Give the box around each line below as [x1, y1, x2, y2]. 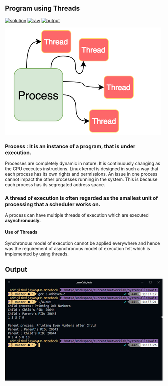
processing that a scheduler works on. [5, 201, 101, 208]
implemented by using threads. [5, 251, 69, 257]
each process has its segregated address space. [5, 182, 105, 188]
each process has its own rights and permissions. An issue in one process [5, 171, 158, 177]
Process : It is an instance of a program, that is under [5, 143, 136, 150]
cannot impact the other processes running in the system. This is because [5, 176, 158, 182]
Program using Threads [5, 4, 80, 13]
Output [5, 265, 27, 274]
